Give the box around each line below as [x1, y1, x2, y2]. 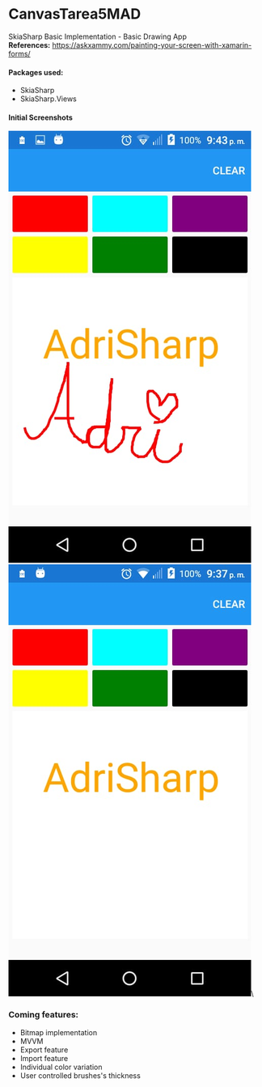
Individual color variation [19, 1062, 103, 1072]
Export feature [19, 1045, 69, 1055]
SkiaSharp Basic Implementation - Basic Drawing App [8, 32, 188, 41]
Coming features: [8, 1009, 79, 1021]
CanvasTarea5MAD [8, 5, 142, 23]
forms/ [8, 49, 31, 58]
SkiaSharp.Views [19, 94, 77, 104]
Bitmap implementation [19, 1027, 98, 1037]
